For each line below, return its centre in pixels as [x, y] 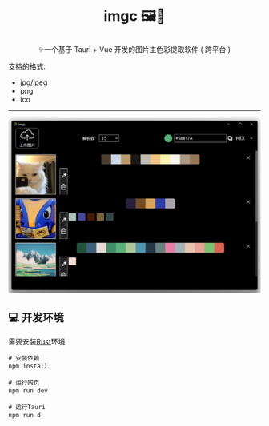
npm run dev [28, 390]
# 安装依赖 [24, 358]
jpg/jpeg [34, 82]
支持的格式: [27, 66]
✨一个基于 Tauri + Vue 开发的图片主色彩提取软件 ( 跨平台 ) [134, 50]
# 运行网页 [24, 382]
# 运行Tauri [27, 407]
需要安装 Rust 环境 [37, 341]
